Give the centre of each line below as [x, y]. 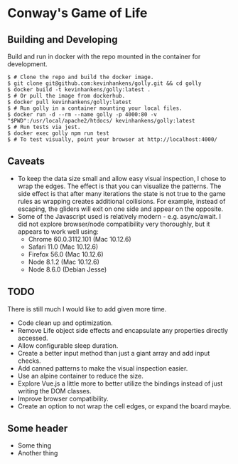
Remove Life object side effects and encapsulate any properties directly [123, 330]
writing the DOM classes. [54, 391]
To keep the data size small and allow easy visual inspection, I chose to [122, 178]
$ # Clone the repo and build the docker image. [81, 77]
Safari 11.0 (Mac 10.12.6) [63, 247]
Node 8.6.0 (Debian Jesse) [67, 269]
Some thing [34, 445]
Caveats [26, 161]
